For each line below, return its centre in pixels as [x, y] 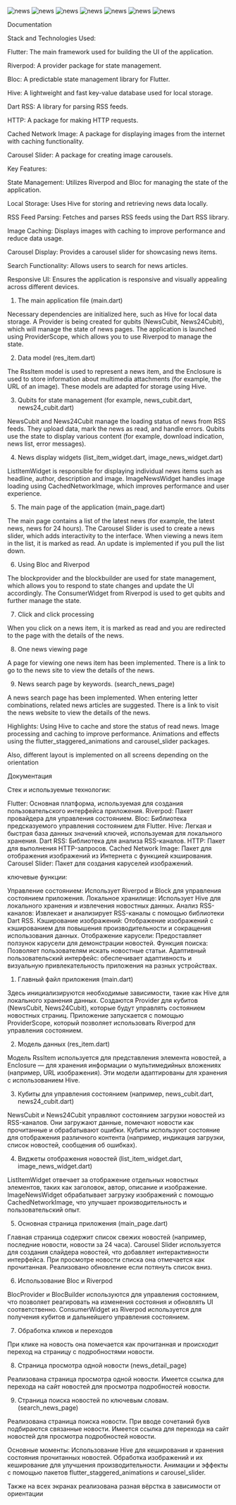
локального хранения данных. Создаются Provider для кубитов [103, 1000]
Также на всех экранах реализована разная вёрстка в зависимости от [114, 1486]
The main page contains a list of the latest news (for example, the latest [111, 521]
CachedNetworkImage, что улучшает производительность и [97, 1202]
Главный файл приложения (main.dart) [75, 979]
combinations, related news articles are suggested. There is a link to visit [113, 705]
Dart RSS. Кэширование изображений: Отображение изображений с [110, 921]
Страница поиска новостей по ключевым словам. [93, 1400]
